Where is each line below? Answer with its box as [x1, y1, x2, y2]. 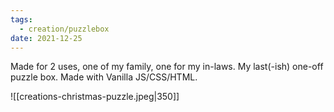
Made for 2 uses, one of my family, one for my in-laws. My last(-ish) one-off [10, 61, 324, 73]
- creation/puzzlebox [19, 24, 110, 34]
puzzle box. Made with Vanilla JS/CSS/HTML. [10, 71, 198, 83]
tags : [10, 14, 33, 25]
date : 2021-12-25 [10, 33, 83, 43]
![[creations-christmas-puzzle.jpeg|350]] [10, 91, 180, 103]
